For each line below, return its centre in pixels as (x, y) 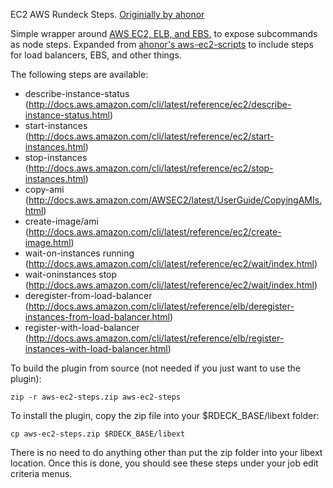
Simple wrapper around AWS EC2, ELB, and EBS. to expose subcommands (164, 33)
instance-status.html (67, 115)
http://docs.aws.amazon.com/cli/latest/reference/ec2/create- (155, 232)
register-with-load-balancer (82, 327)
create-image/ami (61, 221)
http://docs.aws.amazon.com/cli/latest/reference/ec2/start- (151, 136)
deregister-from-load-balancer (88, 295)
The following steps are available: (79, 74)
